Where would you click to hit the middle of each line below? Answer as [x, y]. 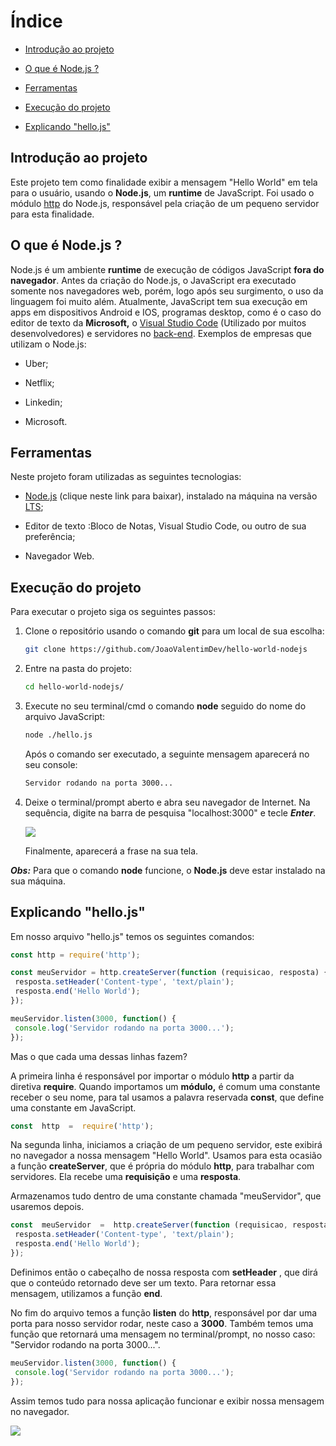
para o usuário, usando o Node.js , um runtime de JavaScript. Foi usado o [162, 192]
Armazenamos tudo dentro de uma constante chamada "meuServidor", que [166, 1196]
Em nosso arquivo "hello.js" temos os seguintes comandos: [132, 936]
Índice [36, 21]
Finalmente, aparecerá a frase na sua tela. [111, 851]
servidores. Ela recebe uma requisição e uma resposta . [126, 1177]
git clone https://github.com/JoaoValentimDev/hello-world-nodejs [166, 650]
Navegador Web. [59, 556]
